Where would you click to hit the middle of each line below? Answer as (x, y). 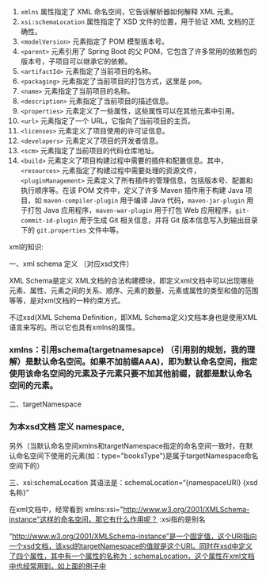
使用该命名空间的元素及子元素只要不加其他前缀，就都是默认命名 (131, 373)
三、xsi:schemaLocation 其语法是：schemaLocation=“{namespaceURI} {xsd (133, 482)
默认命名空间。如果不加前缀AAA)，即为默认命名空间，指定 (146, 361)
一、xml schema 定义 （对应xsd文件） (71, 264)
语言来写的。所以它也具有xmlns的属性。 (74, 327)
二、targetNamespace (45, 404)
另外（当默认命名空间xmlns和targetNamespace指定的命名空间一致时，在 (127, 445)
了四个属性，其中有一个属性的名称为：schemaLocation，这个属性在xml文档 (132, 556)
